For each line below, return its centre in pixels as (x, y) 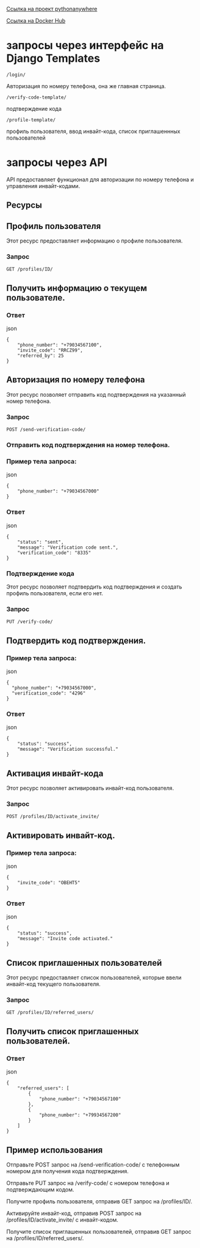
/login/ (16, 75)
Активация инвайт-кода (55, 773)
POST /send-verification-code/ (46, 430)
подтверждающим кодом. (40, 1189)
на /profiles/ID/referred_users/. (45, 1238)
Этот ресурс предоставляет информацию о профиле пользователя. (95, 241)
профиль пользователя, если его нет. (55, 593)
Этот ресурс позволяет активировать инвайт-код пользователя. (90, 788)
